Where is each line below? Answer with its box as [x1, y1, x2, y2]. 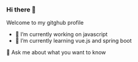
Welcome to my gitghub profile [6, 19, 84, 26]
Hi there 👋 [6, 5, 37, 14]
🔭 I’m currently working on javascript [15, 31, 108, 38]
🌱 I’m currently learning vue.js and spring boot [15, 37, 133, 45]
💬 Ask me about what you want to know [6, 49, 106, 56]
